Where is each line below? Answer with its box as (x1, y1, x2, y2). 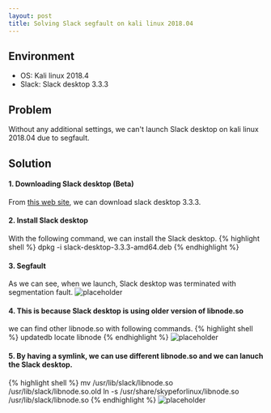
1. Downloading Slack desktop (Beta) (8, 179, 134, 189)
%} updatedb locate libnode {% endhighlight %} (8, 333, 169, 343)
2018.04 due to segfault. (8, 133, 91, 143)
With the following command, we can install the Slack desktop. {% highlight (8, 233, 260, 243)
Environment (8, 49, 75, 63)
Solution (8, 156, 52, 170)
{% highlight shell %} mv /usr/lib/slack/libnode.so (8, 377, 174, 387)
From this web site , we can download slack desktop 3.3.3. (8, 197, 201, 206)
